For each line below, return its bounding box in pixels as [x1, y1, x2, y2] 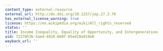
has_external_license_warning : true [5, 16, 79, 21]
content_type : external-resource [5, 7, 73, 12]
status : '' [5, 25, 27, 30]
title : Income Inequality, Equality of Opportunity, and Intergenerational [5, 30, 162, 34]
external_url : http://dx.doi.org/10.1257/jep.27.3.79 [5, 12, 116, 17]
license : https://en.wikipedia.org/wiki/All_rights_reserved [5, 20, 131, 26]
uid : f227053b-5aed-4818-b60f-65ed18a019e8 [5, 34, 95, 39]
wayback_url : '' [5, 39, 38, 44]
